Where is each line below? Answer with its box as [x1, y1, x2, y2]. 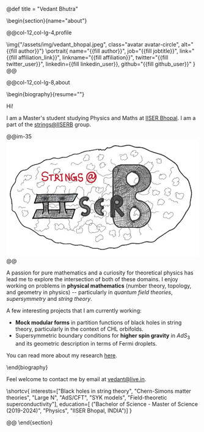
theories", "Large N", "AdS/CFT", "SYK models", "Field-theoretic [6, 394, 167, 401]
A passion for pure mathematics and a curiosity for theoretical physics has [6, 269, 194, 276]
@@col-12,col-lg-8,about [6, 79, 70, 86]
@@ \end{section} [6, 419, 53, 426]
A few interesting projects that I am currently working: [6, 307, 142, 314]
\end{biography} [6, 364, 48, 371]
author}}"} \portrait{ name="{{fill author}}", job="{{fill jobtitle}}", [18, 47, 178, 55]
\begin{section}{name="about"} [6, 17, 87, 24]
